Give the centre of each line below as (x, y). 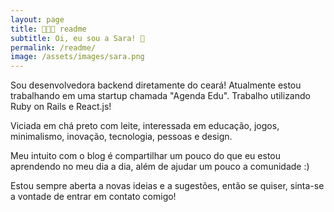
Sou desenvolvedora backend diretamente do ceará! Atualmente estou (156, 85)
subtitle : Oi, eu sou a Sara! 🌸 (77, 38)
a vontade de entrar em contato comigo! (93, 197)
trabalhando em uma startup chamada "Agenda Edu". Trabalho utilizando (160, 96)
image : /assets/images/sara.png (77, 57)
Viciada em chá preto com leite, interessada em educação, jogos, (145, 126)
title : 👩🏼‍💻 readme (48, 29)
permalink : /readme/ (53, 47)
